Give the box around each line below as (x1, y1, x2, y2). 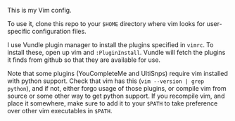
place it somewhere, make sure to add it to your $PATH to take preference (7, 99, 218, 108)
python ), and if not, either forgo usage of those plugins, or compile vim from (7, 84, 227, 92)
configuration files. (32, 27, 87, 35)
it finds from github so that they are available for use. (7, 56, 160, 64)
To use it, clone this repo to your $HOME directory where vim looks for (7, 20, 205, 27)
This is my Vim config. (7, 6, 72, 14)
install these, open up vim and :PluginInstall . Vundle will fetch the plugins (7, 49, 226, 56)
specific (7, 27, 31, 35)
